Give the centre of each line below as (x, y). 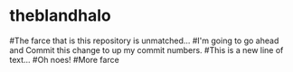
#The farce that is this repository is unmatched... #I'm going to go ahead (144, 40)
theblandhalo (60, 16)
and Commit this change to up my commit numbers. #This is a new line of (146, 49)
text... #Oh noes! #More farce (64, 59)
